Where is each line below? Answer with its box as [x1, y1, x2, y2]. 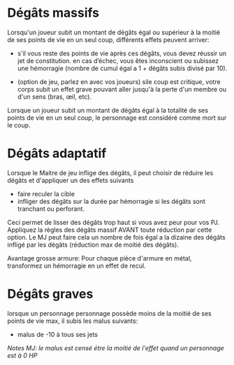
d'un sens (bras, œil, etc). [17, 92, 92, 101]
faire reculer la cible [17, 189, 75, 198]
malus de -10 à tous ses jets [17, 330, 98, 338]
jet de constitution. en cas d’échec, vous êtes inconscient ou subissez [17, 56, 219, 64]
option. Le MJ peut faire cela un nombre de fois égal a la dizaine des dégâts [7, 233, 226, 241]
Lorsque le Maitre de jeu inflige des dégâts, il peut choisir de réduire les [7, 168, 214, 177]
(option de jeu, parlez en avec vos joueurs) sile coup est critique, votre [17, 77, 221, 85]
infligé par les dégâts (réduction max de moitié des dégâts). [7, 240, 180, 249]
